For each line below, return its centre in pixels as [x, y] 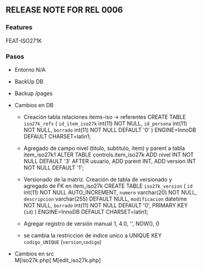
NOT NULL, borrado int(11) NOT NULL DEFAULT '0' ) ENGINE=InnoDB [110, 130]
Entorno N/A [30, 69]
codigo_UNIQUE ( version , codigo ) [62, 242]
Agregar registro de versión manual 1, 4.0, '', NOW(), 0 [91, 223]
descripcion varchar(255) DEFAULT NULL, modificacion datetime [105, 199]
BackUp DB [29, 81]
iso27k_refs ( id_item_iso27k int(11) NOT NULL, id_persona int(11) [105, 123]
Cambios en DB [34, 105]
